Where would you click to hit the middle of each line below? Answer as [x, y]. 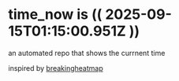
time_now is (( [55, 15]
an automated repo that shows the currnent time [87, 53]
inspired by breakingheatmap [56, 68]
